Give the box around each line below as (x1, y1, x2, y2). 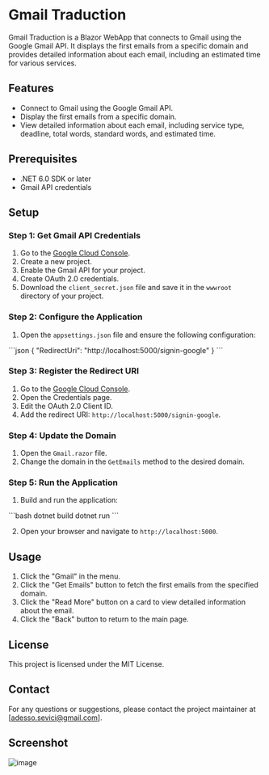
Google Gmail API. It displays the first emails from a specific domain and (8, 40, 249, 50)
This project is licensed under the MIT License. (8, 659, 165, 669)
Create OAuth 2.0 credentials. (19, 274, 120, 284)
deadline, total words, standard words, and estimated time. (19, 128, 216, 138)
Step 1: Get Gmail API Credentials (8, 230, 141, 241)
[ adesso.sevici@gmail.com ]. (8, 713, 103, 722)
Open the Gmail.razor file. (19, 449, 107, 458)
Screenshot (8, 736, 69, 750)
